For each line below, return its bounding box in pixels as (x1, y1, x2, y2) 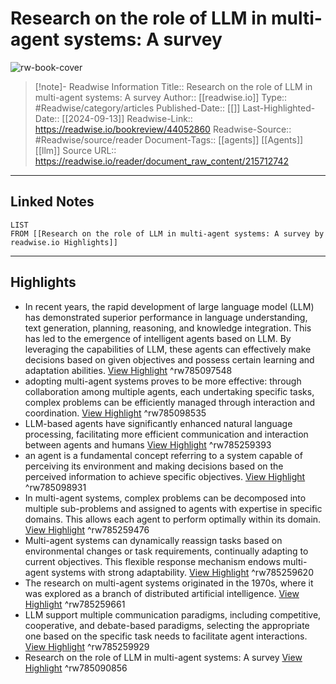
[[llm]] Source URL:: (34, 144, 117, 156)
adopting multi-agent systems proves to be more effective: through (24, 375, 302, 387)
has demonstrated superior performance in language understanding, (24, 311, 308, 323)
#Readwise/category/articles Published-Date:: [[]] (34, 102, 241, 114)
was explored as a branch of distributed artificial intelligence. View (24, 587, 300, 599)
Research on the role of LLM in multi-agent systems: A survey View (24, 651, 303, 663)
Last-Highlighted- (242, 102, 316, 114)
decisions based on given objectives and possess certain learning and (24, 353, 315, 366)
